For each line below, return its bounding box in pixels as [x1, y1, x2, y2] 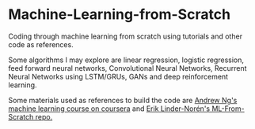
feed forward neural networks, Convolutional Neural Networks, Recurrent [8, 63, 247, 72]
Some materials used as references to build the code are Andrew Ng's [8, 95, 238, 105]
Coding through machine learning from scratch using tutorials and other [8, 31, 243, 41]
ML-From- [211, 104, 245, 113]
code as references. [8, 39, 74, 49]
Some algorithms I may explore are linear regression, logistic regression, [8, 55, 244, 64]
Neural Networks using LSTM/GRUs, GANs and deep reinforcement [8, 72, 228, 81]
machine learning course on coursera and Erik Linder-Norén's [8, 104, 211, 113]
